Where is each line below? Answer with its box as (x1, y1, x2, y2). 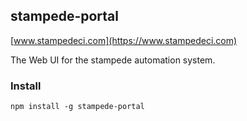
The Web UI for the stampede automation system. (10, 54, 216, 66)
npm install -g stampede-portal (10, 102, 145, 112)
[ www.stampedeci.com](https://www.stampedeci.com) (10, 34, 238, 46)
